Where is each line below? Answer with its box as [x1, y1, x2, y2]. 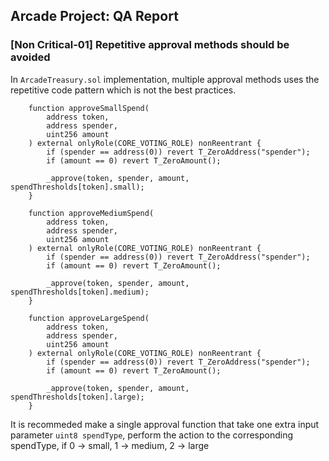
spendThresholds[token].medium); [10, 287, 150, 297]
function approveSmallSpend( [28, 103, 150, 113]
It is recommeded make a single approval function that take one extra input [10, 418, 320, 430]
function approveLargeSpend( [28, 313, 150, 323]
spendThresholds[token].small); [10, 182, 145, 192]
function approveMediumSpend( [28, 208, 155, 218]
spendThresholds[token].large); [10, 392, 145, 402]
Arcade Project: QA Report [10, 8, 179, 25]
